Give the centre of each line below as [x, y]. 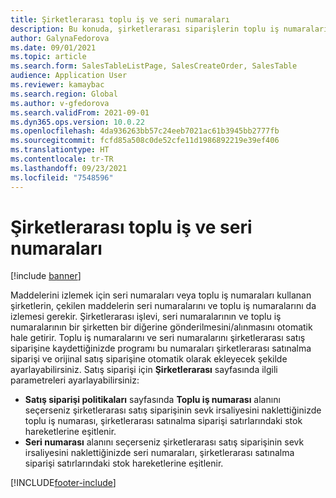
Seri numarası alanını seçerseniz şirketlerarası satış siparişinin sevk [164, 442]
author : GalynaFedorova [60, 38]
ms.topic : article [48, 57]
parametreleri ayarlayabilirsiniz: [75, 380]
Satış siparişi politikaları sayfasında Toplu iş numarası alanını [152, 400]
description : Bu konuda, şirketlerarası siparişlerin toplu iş [145, 29]
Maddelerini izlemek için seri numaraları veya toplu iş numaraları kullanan [161, 295]
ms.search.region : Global [64, 94]
